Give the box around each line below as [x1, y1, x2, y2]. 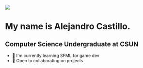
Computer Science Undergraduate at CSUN [5, 40, 139, 48]
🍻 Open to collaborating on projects [12, 58, 83, 63]
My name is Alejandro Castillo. [5, 21, 131, 32]
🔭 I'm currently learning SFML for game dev [12, 53, 99, 58]
